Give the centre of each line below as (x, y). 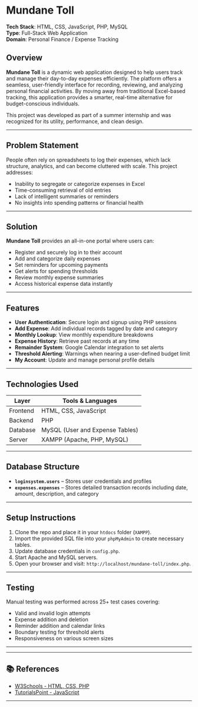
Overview (24, 58)
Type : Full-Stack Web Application (47, 33)
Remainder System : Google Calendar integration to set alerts (89, 347)
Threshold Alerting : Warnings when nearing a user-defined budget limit (102, 354)
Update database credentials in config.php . (67, 551)
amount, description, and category (57, 493)
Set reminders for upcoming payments (61, 265)
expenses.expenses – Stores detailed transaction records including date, (101, 487)
